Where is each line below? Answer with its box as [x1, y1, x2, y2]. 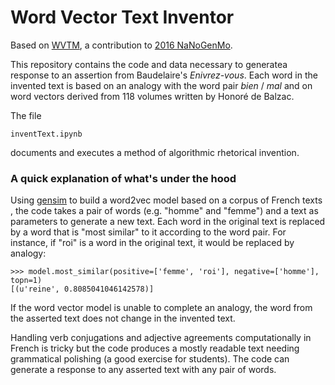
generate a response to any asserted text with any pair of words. [10, 364, 277, 376]
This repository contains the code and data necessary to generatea [10, 58, 288, 70]
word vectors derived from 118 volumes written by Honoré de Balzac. [10, 90, 295, 102]
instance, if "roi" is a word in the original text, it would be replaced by [10, 237, 295, 249]
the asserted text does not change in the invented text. [10, 312, 236, 325]
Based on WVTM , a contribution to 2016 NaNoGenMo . [10, 39, 233, 51]
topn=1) [10, 276, 43, 286]
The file [10, 109, 42, 121]
